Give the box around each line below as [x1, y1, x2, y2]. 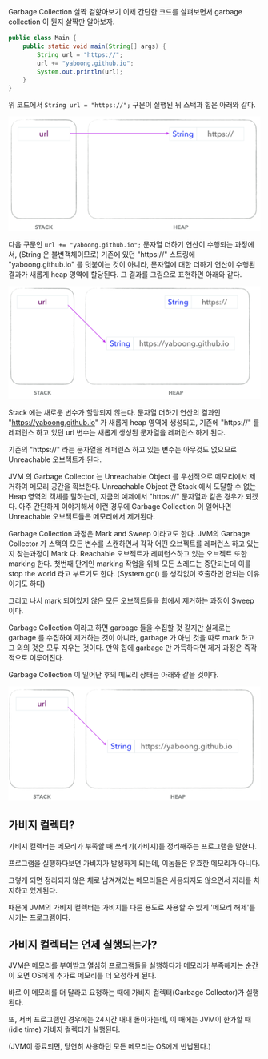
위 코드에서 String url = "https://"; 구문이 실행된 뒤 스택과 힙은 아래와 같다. [8, 100, 256, 110]
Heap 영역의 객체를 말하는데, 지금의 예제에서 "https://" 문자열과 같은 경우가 [8, 491, 244, 502]
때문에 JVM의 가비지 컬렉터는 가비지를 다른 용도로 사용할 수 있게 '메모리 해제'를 [8, 902, 256, 912]
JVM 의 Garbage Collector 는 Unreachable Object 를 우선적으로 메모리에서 [8, 471, 248, 482]
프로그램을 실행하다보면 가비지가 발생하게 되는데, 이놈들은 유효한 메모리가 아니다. [8, 858, 261, 868]
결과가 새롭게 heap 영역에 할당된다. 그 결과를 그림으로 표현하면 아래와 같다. [8, 270, 242, 279]
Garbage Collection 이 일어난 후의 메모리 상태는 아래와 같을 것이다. [8, 670, 219, 680]
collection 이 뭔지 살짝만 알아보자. [8, 17, 115, 26]
